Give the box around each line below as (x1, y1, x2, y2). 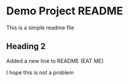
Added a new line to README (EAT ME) (6, 57, 104, 64)
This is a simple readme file (6, 24, 74, 31)
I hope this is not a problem (6, 69, 74, 76)
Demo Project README (6, 4, 124, 18)
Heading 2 (6, 41, 46, 51)
